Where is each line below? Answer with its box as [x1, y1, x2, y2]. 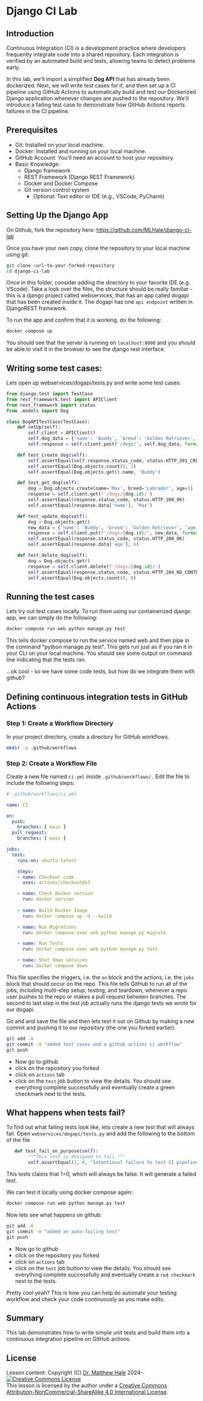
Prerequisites [6, 125, 58, 136]
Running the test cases [6, 591, 95, 602]
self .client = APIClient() [28, 430, 96, 436]
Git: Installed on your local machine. [14, 141, 105, 148]
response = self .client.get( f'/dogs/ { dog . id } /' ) [28, 491, 153, 497]
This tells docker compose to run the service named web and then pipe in [6, 637, 190, 644]
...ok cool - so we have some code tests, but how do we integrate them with [6, 668, 195, 675]
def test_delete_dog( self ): [17, 553, 88, 559]
